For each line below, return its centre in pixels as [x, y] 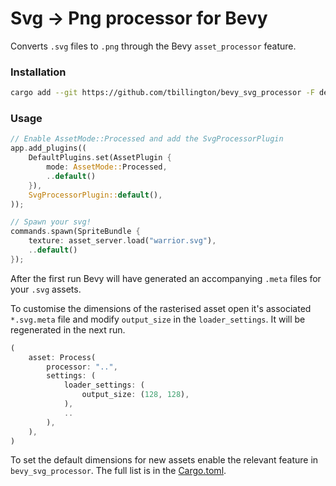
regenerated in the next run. [68, 329]
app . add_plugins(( [48, 148]
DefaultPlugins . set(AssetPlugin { [100, 158]
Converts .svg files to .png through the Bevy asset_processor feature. [153, 46]
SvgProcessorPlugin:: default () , [95, 195]
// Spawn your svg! [51, 222]
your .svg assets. [46, 289]
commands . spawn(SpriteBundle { [75, 232]
